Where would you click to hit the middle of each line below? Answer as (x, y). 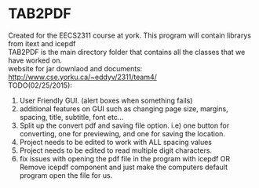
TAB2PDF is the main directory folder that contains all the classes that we (127, 52)
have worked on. (35, 60)
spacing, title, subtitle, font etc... (71, 117)
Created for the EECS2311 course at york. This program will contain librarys (129, 35)
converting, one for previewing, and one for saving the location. (122, 133)
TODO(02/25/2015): (40, 85)
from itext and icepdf (42, 43)
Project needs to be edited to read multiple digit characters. (116, 150)
